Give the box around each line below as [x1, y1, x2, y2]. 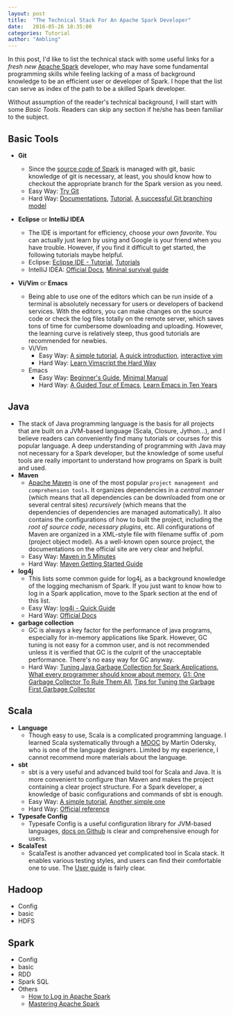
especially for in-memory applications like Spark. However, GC [28, 633, 207, 641]
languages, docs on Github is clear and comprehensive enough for [28, 827, 219, 835]
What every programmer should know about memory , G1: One [28, 670, 206, 678]
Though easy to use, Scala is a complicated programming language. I [28, 730, 227, 739]
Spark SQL [17, 978, 49, 986]
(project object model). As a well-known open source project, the [28, 537, 215, 546]
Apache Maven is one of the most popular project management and [28, 478, 218, 487]
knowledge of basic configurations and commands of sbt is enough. [28, 789, 224, 798]
